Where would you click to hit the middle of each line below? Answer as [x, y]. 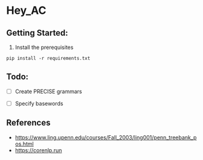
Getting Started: [37, 33]
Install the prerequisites [44, 47]
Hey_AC [26, 11]
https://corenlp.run [38, 150]
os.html [24, 144]
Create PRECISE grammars [49, 91]
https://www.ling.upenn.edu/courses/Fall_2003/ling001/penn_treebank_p [106, 137]
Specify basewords [39, 103]
